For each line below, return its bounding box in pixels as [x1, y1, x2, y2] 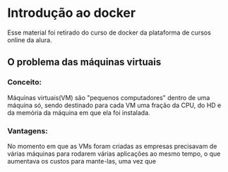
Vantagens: [7, 125, 48, 135]
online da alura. [7, 35, 52, 44]
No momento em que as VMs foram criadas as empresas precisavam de [7, 142, 217, 150]
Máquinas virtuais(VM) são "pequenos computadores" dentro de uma [7, 93, 210, 102]
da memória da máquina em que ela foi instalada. [7, 108, 150, 117]
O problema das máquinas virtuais [7, 56, 162, 68]
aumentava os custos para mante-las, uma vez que [7, 156, 157, 165]
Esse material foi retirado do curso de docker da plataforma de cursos [7, 28, 212, 37]
